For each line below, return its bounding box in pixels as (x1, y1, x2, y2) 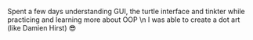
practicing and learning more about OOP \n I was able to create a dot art (7, 15, 240, 24)
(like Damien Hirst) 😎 (7, 24, 77, 32)
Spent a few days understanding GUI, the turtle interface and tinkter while (7, 7, 245, 16)
